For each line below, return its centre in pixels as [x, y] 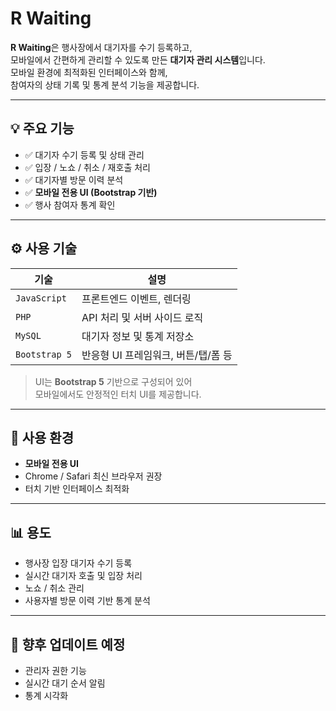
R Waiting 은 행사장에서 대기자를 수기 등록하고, [101, 47]
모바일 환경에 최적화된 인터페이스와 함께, [89, 72]
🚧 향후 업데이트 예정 [68, 644]
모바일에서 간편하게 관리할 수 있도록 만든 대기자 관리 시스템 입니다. [138, 59]
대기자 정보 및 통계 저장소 [138, 336]
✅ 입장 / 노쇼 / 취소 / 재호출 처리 [87, 167]
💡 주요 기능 [42, 128]
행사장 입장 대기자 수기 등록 [78, 563]
